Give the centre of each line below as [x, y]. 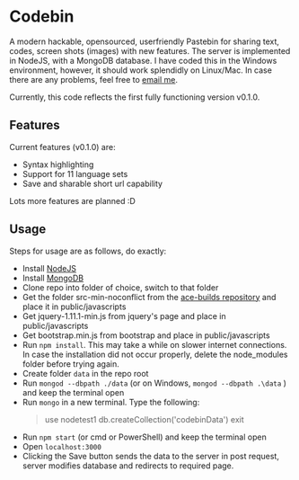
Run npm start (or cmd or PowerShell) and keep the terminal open [144, 437]
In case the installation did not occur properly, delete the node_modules [155, 354]
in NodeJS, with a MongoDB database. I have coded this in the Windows [143, 60]
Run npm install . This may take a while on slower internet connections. [154, 344]
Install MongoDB [53, 278]
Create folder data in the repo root [85, 373]
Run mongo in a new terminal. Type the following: [111, 402]
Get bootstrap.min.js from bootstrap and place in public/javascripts [146, 335]
